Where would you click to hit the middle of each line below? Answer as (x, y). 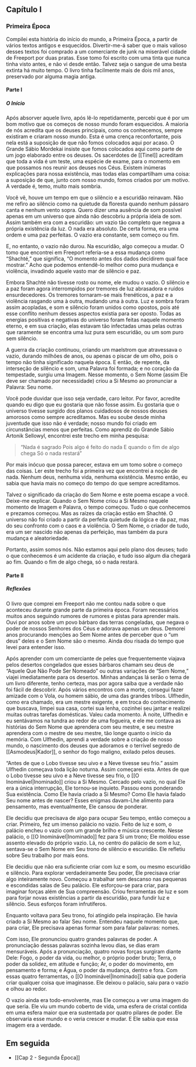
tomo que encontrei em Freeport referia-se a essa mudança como (86, 253)
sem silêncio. (22, 338)
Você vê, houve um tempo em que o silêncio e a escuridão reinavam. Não (95, 198)
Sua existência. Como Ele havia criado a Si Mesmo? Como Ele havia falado (96, 794)
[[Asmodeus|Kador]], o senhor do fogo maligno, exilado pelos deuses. (91, 752)
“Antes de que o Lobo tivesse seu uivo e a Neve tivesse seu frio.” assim (92, 763)
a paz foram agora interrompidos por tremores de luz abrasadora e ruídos (95, 289)
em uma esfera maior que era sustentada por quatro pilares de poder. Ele (94, 1013)
